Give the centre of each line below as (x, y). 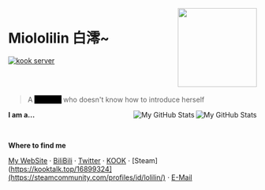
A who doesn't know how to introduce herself (116, 99)
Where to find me (37, 145)
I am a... (22, 114)
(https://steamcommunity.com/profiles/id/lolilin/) (87, 177)
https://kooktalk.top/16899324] (62, 169)
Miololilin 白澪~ (59, 38)
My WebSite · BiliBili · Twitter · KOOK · (69, 160)
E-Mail (182, 177)
